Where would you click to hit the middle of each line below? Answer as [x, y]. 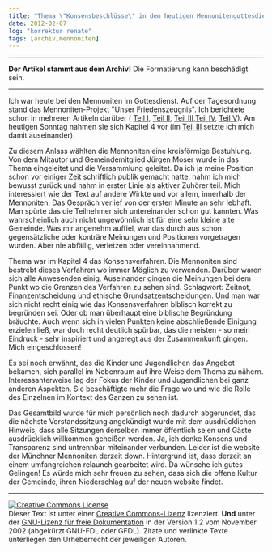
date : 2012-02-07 [38, 23]
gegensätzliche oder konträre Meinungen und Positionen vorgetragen [125, 237]
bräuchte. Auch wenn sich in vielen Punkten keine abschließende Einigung [132, 321]
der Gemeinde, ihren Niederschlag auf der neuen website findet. [116, 482]
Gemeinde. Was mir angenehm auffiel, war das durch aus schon [115, 228]
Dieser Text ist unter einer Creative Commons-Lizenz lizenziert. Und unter [132, 514]
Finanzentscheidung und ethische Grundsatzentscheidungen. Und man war [134, 295]
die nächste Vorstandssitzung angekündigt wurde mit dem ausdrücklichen [132, 422]
